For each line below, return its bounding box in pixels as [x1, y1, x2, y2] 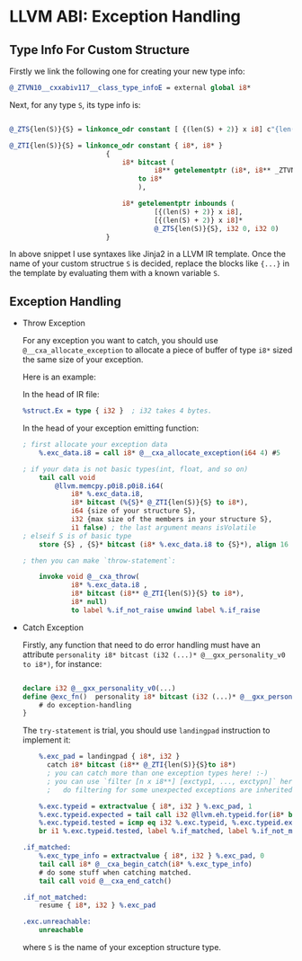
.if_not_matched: [22, 893, 88, 902]
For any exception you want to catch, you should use [22, 335, 218, 346]
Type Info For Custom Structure [9, 42, 191, 58]
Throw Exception [22, 317, 85, 329]
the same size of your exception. [22, 354, 144, 365]
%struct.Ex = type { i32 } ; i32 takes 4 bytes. [22, 406, 213, 415]
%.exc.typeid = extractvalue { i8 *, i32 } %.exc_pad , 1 [39, 802, 253, 811]
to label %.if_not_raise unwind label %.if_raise [70, 605, 261, 615]
